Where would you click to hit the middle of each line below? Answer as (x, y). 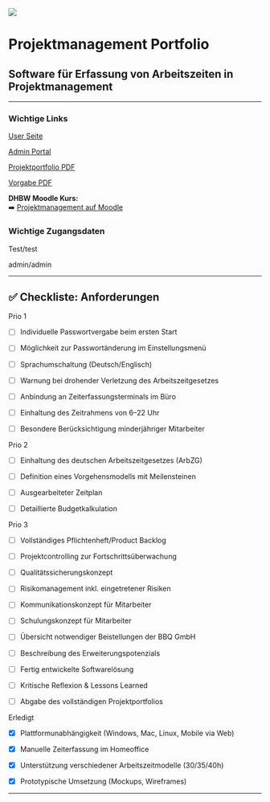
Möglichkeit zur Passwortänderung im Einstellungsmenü (113, 348)
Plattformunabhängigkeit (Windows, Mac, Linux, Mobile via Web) (127, 733)
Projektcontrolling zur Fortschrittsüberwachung (98, 556)
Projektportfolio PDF (42, 167)
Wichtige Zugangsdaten (57, 231)
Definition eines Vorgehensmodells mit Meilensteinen (108, 476)
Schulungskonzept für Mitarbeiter (76, 621)
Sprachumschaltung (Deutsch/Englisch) (86, 364)
